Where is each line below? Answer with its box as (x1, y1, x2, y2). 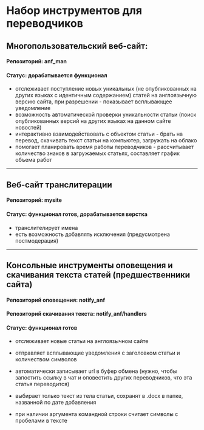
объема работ (15, 156, 53, 164)
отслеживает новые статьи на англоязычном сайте (15, 338, 149, 345)
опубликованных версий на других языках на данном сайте (15, 117, 171, 125)
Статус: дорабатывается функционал (6, 71, 107, 79)
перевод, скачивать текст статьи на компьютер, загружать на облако (15, 137, 197, 144)
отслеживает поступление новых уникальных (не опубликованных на (15, 85, 197, 92)
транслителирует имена (15, 224, 78, 231)
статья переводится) (15, 381, 70, 388)
